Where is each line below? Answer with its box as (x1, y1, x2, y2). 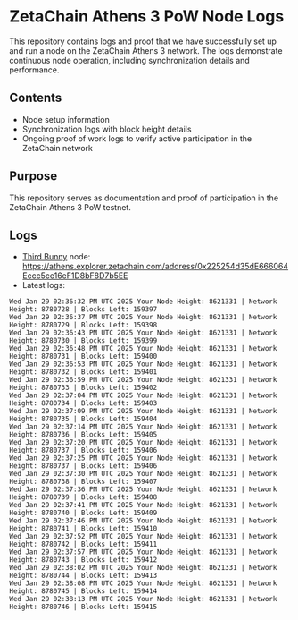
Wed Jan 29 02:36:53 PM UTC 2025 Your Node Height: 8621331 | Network (9, 360, 277, 369)
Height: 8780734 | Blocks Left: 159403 (9, 399, 158, 408)
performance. (9, 64, 60, 75)
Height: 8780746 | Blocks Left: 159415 (9, 602, 158, 612)
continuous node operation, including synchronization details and (9, 55, 250, 65)
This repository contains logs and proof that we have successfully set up (9, 36, 277, 47)
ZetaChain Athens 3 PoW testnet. (9, 201, 131, 212)
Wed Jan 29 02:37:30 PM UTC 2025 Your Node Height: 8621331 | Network (9, 470, 277, 479)
